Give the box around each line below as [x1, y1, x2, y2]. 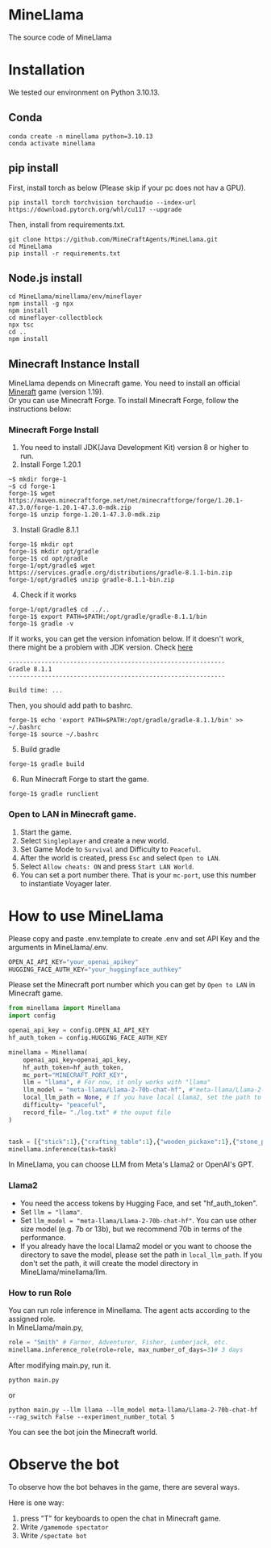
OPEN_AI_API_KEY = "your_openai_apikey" [8, 957, 139, 966]
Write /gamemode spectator [19, 1521, 109, 1532]
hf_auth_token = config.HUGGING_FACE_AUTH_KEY [8, 1034, 168, 1042]
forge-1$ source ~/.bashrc [8, 730, 99, 738]
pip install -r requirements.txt [8, 249, 121, 258]
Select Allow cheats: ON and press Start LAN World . [19, 861, 195, 871]
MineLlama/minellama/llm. [19, 1267, 107, 1277]
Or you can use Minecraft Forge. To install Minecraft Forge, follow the [8, 396, 240, 406]
